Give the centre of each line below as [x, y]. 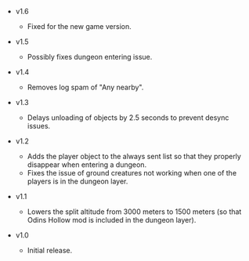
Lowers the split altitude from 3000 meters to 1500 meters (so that [134, 212]
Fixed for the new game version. [79, 26]
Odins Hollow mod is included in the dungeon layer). [112, 220]
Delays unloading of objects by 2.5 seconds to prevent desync [128, 118]
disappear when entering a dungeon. [87, 165]
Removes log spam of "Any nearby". [85, 87]
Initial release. [50, 250]
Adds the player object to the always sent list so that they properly [134, 156]
